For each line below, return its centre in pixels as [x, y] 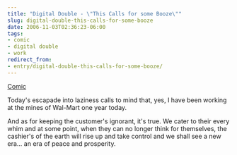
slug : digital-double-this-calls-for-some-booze [80, 20]
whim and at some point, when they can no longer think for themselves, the [117, 128]
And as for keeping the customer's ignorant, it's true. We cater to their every [118, 121]
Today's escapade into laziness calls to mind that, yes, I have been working [117, 100]
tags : [15, 33]
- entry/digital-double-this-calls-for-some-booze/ [85, 66]
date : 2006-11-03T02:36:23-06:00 [57, 27]
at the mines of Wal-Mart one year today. [67, 107]
